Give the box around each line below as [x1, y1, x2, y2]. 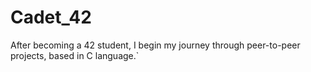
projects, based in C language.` [10, 49, 140, 61]
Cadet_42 [10, 6, 92, 29]
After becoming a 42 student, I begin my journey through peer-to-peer [10, 39, 301, 51]
